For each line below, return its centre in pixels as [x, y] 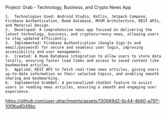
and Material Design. [28, 25]
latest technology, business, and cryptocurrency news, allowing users [82, 34]
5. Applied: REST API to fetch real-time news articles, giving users [82, 70]
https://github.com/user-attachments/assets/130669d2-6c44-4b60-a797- [83, 101]
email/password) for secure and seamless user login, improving [74, 47]
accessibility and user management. [44, 52]
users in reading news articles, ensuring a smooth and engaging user [81, 87]
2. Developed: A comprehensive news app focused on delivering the [79, 30]
